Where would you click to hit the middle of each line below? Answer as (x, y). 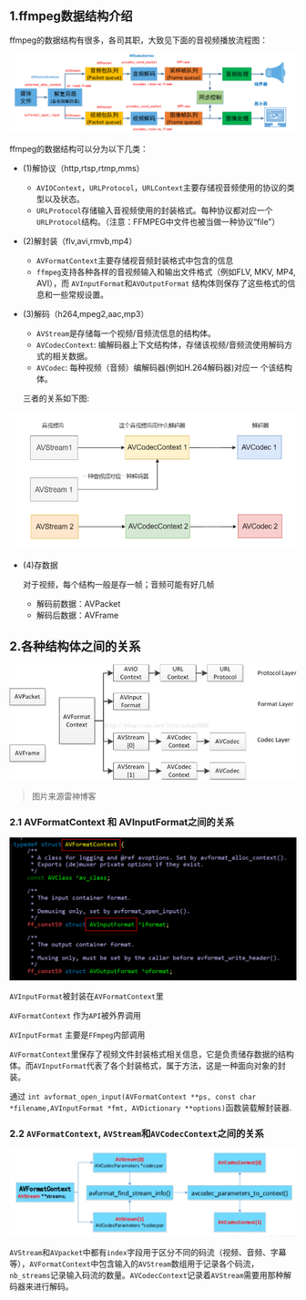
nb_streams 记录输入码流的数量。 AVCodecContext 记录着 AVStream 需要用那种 (147, 1275)
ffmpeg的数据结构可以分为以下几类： (79, 149)
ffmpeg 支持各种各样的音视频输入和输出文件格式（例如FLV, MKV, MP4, (166, 272)
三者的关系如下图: (56, 398)
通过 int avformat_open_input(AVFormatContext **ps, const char (133, 1096)
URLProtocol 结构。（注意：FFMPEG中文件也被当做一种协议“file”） (158, 222)
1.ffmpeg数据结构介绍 (71, 16)
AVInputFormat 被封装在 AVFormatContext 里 (87, 996)
